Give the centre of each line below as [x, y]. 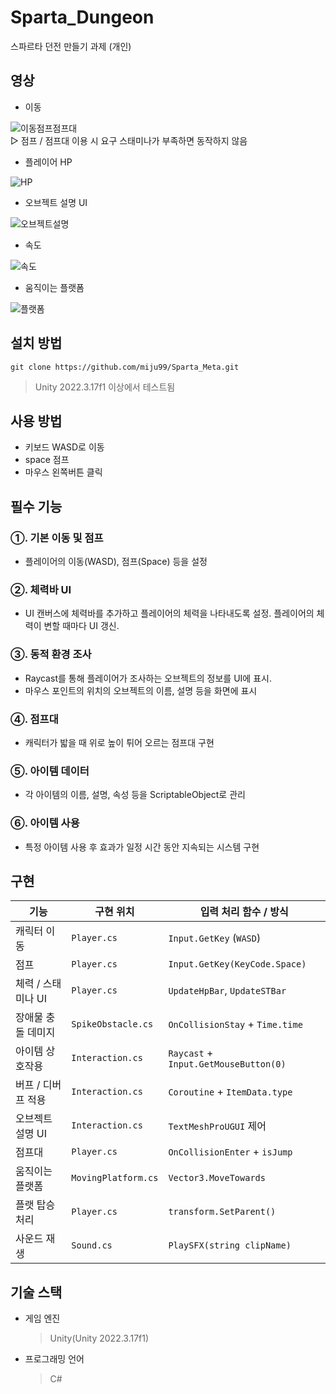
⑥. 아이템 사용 [45, 823]
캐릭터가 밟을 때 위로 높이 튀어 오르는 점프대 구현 [119, 742]
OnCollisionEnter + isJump [230, 1152]
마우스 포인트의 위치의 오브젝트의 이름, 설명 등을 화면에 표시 [141, 690]
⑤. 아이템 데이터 [50, 771]
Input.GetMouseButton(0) [227, 1064]
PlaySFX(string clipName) [230, 1245]
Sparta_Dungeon [82, 17]
